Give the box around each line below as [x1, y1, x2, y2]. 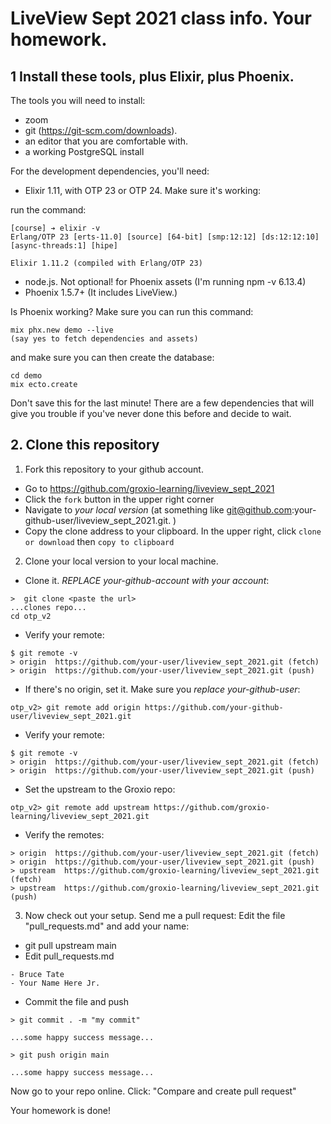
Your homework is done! [10, 1104, 112, 1116]
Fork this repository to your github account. [24, 463, 204, 475]
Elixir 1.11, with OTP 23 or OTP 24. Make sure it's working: [24, 185, 262, 196]
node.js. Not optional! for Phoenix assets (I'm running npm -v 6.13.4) [24, 276, 307, 287]
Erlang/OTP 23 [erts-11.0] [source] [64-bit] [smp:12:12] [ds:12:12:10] [10, 232, 320, 242]
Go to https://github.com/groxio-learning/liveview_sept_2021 [24, 482, 275, 494]
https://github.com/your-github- [144, 702, 284, 712]
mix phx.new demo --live [10, 325, 114, 335]
